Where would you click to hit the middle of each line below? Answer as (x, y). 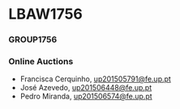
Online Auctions (41, 62)
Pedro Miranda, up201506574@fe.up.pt (86, 96)
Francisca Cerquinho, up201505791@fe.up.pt (96, 79)
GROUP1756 (33, 40)
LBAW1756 (45, 14)
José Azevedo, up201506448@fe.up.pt (86, 88)
